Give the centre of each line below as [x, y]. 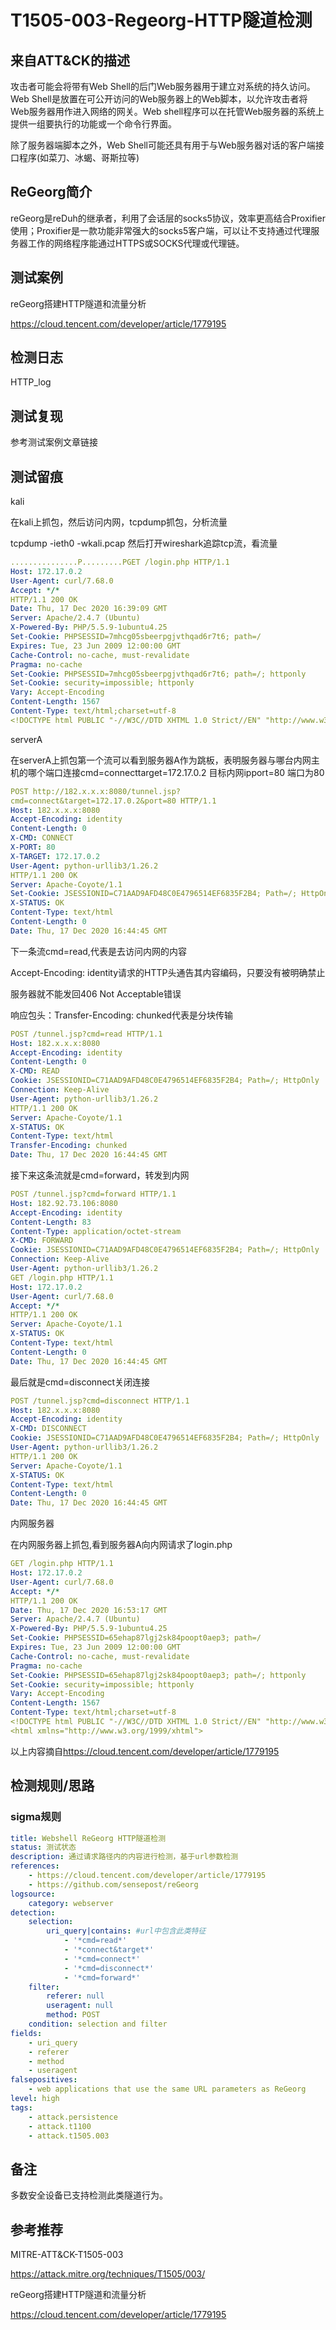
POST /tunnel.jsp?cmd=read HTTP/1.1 [86, 1034]
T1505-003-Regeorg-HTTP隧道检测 [161, 20]
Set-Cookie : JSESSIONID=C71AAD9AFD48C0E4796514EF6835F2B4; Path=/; [154, 894]
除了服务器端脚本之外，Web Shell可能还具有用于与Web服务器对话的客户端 [163, 145]
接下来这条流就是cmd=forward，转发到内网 [100, 1175]
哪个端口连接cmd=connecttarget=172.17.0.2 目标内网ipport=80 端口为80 [176, 772]
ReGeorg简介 [51, 192]
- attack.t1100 [60, 2126]
